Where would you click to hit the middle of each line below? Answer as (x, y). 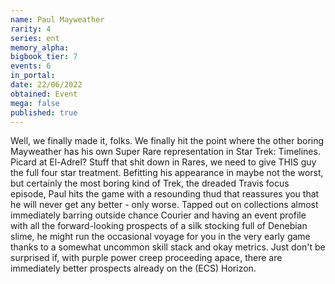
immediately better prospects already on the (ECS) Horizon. (133, 268)
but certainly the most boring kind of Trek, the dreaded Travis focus (150, 183)
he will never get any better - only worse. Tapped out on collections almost (164, 205)
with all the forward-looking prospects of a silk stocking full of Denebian (159, 226)
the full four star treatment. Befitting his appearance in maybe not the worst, (167, 173)
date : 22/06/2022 (46, 85)
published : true (44, 112)
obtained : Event (44, 94)
